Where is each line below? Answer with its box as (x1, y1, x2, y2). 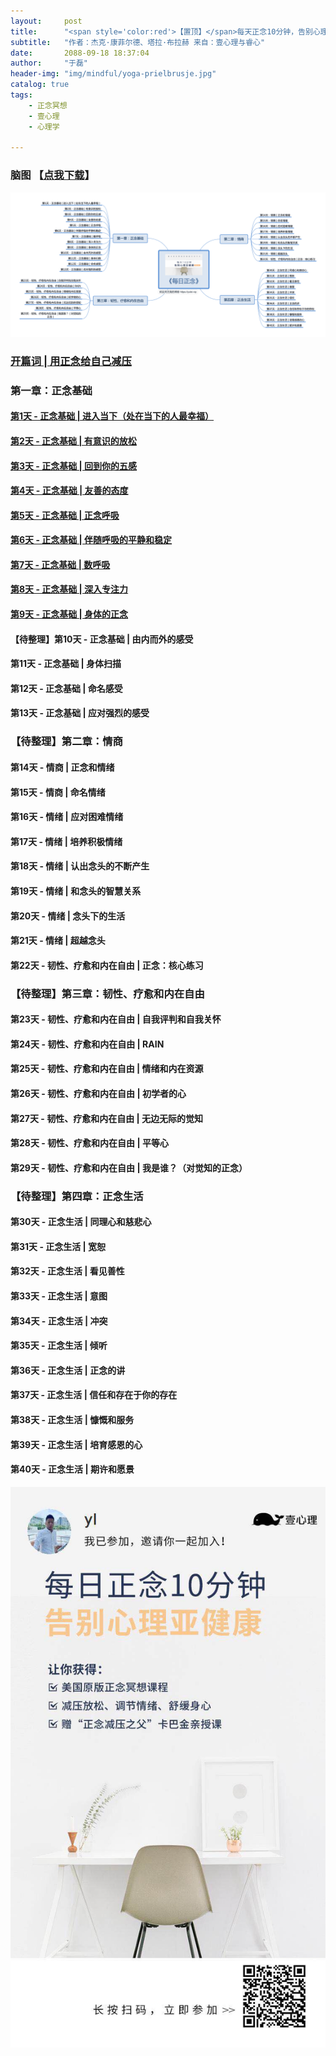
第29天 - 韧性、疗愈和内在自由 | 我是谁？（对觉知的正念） (10, 1161, 248, 1174)
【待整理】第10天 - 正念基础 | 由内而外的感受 (10, 633, 194, 645)
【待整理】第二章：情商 (10, 735, 123, 749)
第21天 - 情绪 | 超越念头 (10, 935, 106, 947)
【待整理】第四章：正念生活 (10, 1189, 144, 1203)
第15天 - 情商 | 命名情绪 (10, 786, 106, 798)
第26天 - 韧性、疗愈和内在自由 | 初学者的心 (10, 1088, 187, 1099)
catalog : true (10, 80, 70, 90)
